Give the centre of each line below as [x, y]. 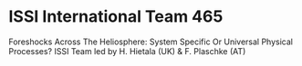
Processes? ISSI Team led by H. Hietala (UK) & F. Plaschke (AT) [127, 51]
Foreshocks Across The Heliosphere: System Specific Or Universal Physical [151, 42]
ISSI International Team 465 [116, 17]
